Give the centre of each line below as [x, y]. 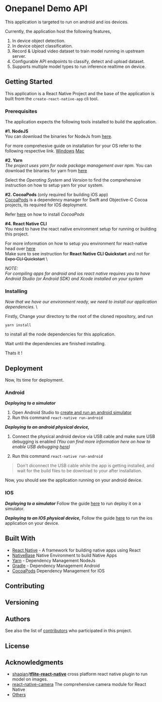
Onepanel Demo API [46, 8]
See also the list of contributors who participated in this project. [69, 631]
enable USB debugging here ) [41, 447]
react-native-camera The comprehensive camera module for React [79, 685]
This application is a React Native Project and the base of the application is [80, 93]
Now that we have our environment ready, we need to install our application [81, 302]
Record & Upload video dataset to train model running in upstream [78, 51]
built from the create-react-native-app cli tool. [52, 99]
